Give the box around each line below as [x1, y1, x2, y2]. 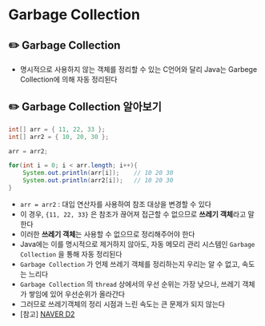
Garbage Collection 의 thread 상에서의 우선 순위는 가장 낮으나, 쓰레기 [19, 279, 240, 288]
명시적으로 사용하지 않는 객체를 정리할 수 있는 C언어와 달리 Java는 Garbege [19, 65, 258, 74]
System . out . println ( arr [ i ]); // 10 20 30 [22, 169, 174, 177]
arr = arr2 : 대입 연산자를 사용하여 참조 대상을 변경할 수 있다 [19, 199, 212, 209]
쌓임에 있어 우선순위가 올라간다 [28, 289, 126, 299]
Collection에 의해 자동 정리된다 [19, 74, 118, 84]
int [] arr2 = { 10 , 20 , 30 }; [8, 133, 110, 141]
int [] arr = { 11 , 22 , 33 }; [8, 125, 106, 133]
